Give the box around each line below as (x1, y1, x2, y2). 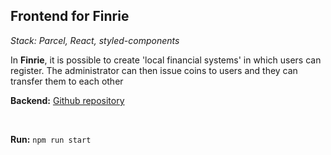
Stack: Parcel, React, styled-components (10, 34, 180, 46)
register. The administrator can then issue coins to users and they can (10, 64, 298, 76)
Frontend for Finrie (10, 8, 130, 25)
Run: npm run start (10, 133, 92, 145)
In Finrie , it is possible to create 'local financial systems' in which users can (10, 54, 322, 66)
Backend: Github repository (10, 94, 125, 106)
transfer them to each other (10, 75, 124, 87)
